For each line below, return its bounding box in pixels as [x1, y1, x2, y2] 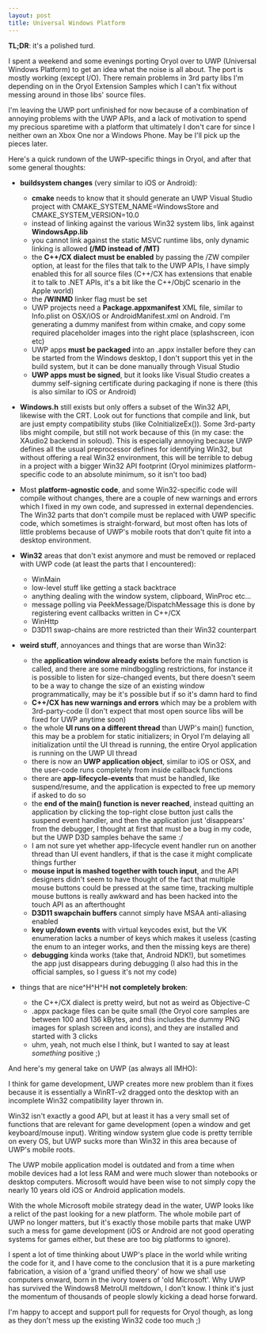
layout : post [8, 11, 51, 20]
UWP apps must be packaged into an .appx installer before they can [31, 345, 256, 354]
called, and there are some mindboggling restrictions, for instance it [31, 664, 253, 673]
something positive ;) [31, 1048, 101, 1057]
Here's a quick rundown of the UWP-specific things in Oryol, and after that [8, 154, 252, 163]
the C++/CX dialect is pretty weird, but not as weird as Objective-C [31, 997, 251, 1007]
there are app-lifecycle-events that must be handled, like [31, 773, 220, 783]
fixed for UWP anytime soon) [31, 714, 127, 724]
